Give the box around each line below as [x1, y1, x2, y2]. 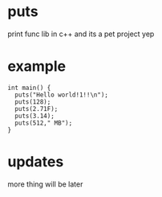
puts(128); [14, 97, 51, 106]
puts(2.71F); [14, 105, 59, 113]
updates [7, 153, 64, 171]
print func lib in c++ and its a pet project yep [7, 29, 155, 39]
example [7, 57, 67, 76]
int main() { [7, 84, 51, 92]
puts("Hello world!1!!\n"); [14, 91, 109, 99]
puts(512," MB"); [14, 119, 73, 127]
